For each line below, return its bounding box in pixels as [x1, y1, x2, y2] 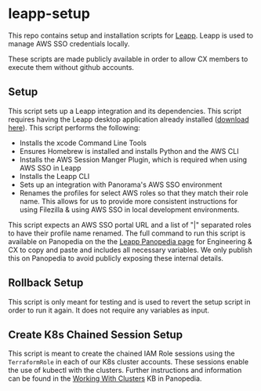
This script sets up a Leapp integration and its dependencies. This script [8, 106, 241, 115]
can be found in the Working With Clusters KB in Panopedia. [8, 374, 202, 383]
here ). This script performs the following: [8, 122, 141, 132]
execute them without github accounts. [8, 62, 135, 71]
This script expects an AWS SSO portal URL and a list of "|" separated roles [8, 220, 252, 229]
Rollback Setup [8, 276, 84, 290]
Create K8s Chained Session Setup [8, 327, 183, 342]
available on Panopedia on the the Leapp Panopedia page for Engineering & [8, 236, 252, 246]
